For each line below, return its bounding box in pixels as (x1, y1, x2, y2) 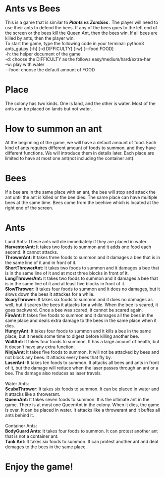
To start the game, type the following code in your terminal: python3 (5, 40, 144, 46)
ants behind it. (5, 412, 35, 418)
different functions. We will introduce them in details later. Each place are (5, 150, 155, 156)
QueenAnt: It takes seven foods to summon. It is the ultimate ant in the (5, 396, 150, 402)
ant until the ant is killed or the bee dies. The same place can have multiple (5, 194, 158, 200)
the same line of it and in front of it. (5, 260, 77, 265)
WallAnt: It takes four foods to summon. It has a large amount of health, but (5, 338, 160, 344)
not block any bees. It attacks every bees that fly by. (5, 354, 112, 360)
